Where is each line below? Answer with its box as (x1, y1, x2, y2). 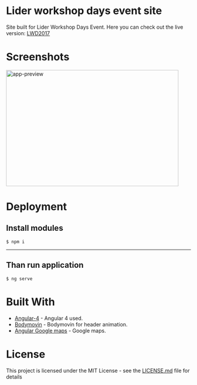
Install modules (6, 223, 63, 233)
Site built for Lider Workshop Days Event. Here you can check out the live (6, 23, 184, 30)
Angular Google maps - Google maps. (14, 327, 107, 334)
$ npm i (6, 239, 25, 244)
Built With (6, 295, 55, 308)
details (6, 373, 22, 380)
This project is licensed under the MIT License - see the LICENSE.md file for (6, 367, 190, 374)
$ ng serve (6, 275, 33, 282)
